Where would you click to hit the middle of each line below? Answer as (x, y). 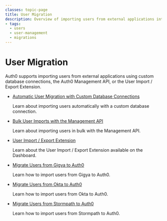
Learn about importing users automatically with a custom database (81, 106)
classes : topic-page (27, 10)
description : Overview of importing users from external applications (80, 19)
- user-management (29, 33)
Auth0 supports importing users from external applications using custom (80, 76)
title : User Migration (29, 14)
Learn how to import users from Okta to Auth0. (60, 194)
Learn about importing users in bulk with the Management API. (76, 131)
